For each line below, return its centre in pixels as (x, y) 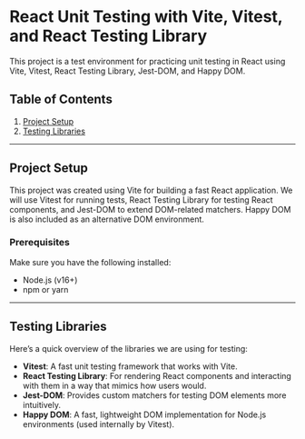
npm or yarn (45, 289)
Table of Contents (61, 100)
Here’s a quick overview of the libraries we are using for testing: (128, 348)
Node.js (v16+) (50, 280)
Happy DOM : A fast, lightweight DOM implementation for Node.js (144, 414)
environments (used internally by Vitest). (98, 424)
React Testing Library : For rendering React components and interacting (157, 375)
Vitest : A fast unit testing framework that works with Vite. (130, 366)
